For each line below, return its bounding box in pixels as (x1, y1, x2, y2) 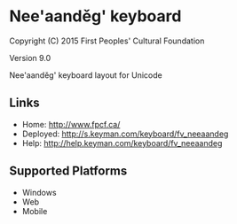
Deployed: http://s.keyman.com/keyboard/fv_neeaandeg (21, 128, 229, 139)
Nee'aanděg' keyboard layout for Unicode (9, 69, 162, 81)
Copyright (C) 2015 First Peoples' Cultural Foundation (9, 35, 205, 46)
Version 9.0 (9, 52, 51, 63)
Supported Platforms (9, 164, 128, 179)
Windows (21, 187, 57, 197)
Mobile (21, 205, 48, 216)
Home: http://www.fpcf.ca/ (21, 119, 121, 129)
